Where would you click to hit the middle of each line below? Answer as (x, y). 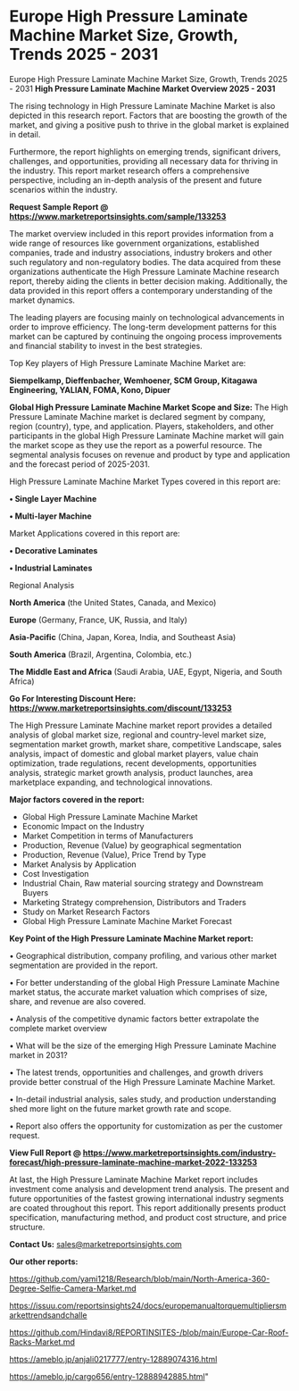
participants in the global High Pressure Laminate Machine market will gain (146, 436)
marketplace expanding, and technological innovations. (111, 782)
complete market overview (58, 1028)
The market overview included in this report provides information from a (141, 233)
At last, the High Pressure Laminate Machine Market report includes (134, 1179)
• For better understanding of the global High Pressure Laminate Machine (145, 982)
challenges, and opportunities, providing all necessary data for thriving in (144, 161)
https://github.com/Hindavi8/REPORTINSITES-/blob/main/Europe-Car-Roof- (149, 1332)
